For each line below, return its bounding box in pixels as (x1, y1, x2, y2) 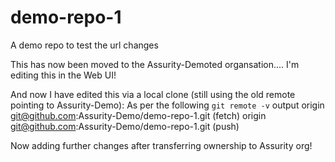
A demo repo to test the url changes (10, 39, 159, 51)
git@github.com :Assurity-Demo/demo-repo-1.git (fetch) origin (10, 109, 267, 121)
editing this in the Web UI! (10, 69, 117, 81)
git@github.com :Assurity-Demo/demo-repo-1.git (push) (10, 120, 240, 132)
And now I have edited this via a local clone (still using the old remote (10, 88, 296, 100)
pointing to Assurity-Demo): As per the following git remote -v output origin (10, 99, 325, 111)
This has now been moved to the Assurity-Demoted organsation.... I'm (10, 58, 300, 70)
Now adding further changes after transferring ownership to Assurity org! (10, 139, 313, 151)
